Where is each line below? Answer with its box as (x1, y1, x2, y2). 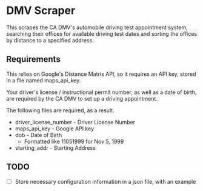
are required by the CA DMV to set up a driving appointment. (6, 95, 158, 102)
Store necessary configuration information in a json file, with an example (15, 178, 196, 185)
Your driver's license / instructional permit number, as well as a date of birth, (6, 89, 197, 96)
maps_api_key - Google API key (15, 125, 95, 132)
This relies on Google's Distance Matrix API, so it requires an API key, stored (6, 70, 196, 78)
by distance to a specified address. (6, 36, 94, 44)
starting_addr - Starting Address (15, 144, 96, 152)
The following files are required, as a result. (6, 107, 115, 114)
